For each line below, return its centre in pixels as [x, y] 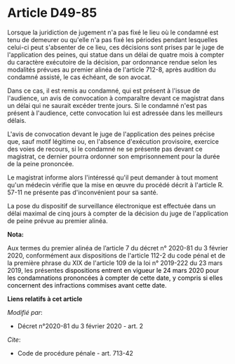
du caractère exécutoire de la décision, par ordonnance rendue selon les [112, 62]
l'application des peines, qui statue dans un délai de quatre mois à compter [116, 55]
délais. [17, 120]
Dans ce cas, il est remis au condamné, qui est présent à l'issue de [103, 90]
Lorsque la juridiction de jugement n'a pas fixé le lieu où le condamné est [113, 32]
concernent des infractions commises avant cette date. [87, 285]
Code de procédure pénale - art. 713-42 [75, 353]
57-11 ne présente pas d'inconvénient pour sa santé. [83, 192]
